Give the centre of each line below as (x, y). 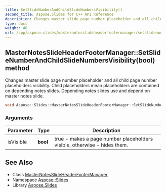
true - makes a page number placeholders (104, 139)
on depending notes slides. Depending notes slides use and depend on (78, 91)
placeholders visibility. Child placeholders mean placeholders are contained (82, 85)
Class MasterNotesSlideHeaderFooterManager (60, 174)
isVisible (17, 142)
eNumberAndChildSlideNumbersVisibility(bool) (80, 61)
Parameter (20, 130)
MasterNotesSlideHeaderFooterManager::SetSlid (83, 53)
